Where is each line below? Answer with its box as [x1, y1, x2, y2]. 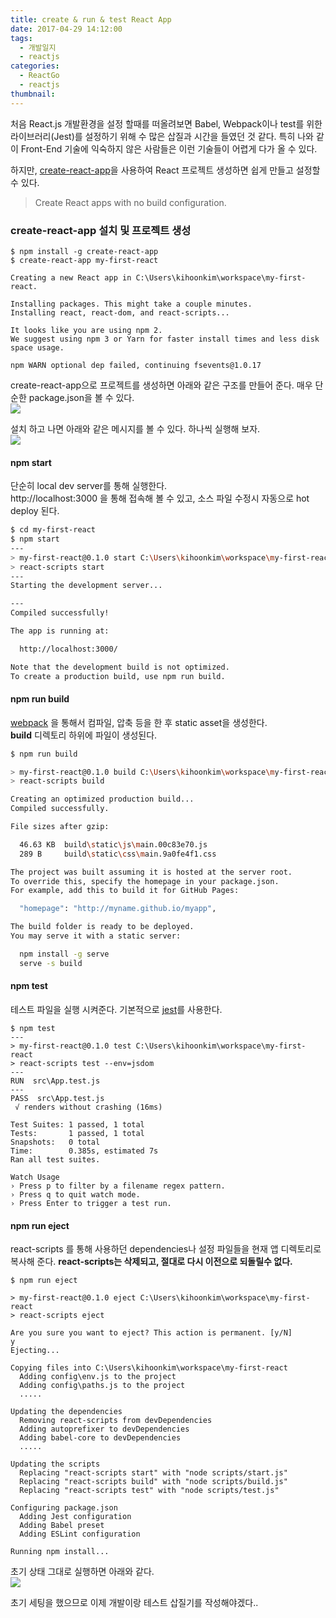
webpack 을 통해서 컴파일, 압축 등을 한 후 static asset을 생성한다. [10, 716, 268, 728]
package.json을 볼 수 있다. [28, 391, 135, 403]
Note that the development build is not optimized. [10, 662, 230, 672]
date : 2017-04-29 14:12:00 [10, 24, 123, 34]
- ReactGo [19, 71, 60, 81]
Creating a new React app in [10, 272, 132, 283]
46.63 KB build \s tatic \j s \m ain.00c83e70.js [19, 839, 208, 850]
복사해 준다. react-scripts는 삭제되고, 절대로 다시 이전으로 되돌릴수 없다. [10, 1256, 293, 1268]
